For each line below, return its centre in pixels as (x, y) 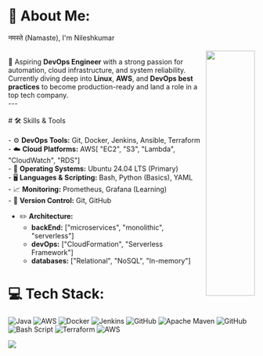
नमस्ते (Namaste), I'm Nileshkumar (61, 38)
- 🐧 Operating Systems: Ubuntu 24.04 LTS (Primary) (93, 169)
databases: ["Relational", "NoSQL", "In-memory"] (111, 260)
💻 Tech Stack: (56, 294)
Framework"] (52, 252)
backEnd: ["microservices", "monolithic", (97, 227)
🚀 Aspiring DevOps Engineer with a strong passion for (96, 61)
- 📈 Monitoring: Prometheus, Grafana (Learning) (88, 189)
